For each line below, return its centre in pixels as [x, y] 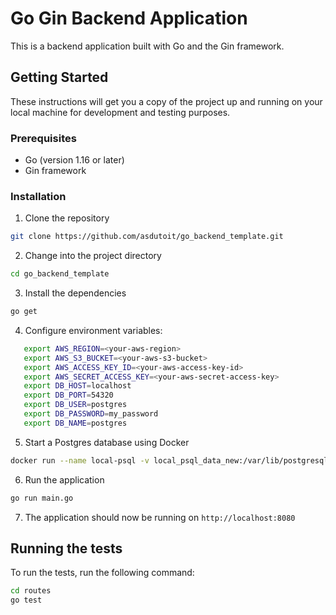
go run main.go [42, 498]
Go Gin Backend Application [129, 18]
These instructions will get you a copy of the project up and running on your [166, 101]
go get [24, 312]
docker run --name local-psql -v [80, 460]
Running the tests [66, 548]
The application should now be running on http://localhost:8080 [160, 517]
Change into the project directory [93, 256]
